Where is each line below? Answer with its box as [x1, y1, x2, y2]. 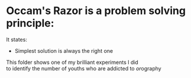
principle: [6, 16, 54, 30]
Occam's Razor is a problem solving [6, 4, 186, 18]
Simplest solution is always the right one [14, 47, 114, 54]
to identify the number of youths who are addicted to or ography [6, 65, 161, 72]
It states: [6, 36, 28, 43]
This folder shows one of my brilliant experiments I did [6, 59, 139, 66]
